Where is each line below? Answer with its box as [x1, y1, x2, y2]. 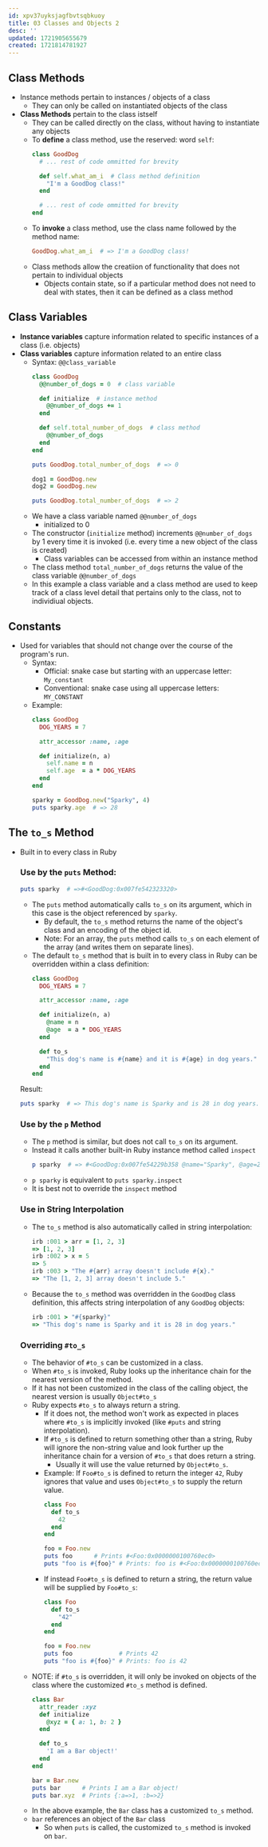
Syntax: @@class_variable [31, 357, 116, 366]
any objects [31, 126, 70, 136]
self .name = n [46, 759, 93, 768]
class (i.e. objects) [19, 340, 81, 350]
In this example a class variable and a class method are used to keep [31, 579, 258, 589]
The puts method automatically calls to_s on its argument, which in [31, 899, 252, 909]
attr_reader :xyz [38, 1703, 97, 1711]
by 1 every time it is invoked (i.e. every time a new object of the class [31, 537, 258, 546]
